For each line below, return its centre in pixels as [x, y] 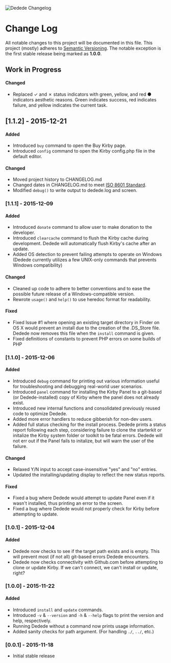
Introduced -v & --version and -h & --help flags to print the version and [88, 615]
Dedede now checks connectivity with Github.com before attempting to [88, 562]
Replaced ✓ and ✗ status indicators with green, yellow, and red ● [82, 94]
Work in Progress [33, 70]
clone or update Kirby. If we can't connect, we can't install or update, [85, 567]
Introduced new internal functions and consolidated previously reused [86, 408]
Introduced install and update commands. [58, 610]
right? [19, 573]
